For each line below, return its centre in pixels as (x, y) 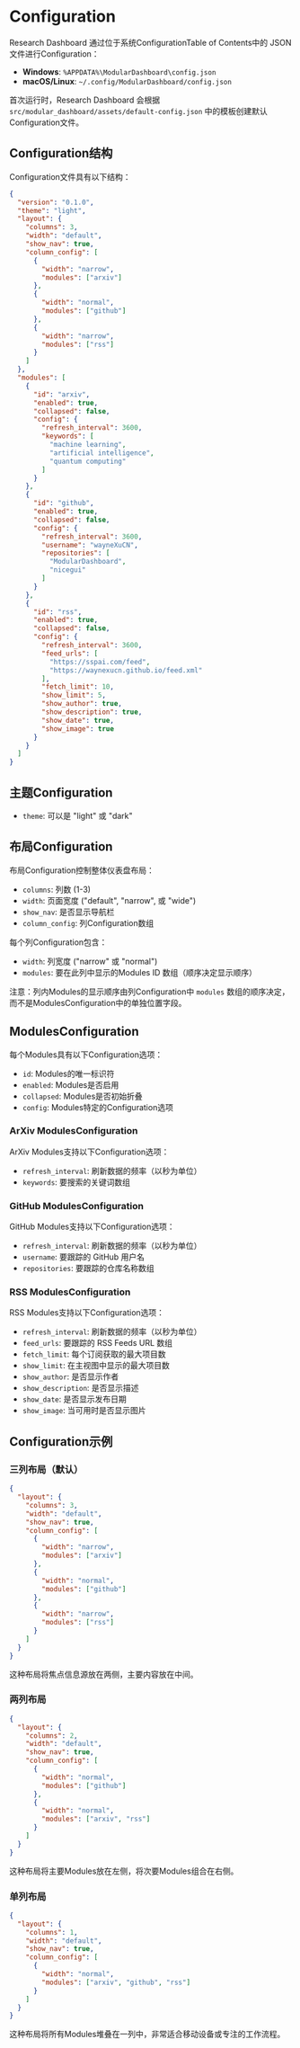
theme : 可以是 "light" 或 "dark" (77, 815)
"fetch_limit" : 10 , (78, 687)
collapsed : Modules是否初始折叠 (83, 1096)
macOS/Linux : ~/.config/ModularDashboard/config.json (127, 81)
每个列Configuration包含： (58, 942)
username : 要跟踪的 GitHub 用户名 (84, 1257)
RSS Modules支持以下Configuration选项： (87, 1313)
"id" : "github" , (63, 503)
